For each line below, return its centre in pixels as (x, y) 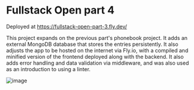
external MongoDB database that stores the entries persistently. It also (92, 44)
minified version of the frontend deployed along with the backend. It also (95, 56)
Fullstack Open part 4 (60, 10)
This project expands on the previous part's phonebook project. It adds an (97, 38)
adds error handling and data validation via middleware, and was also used (98, 63)
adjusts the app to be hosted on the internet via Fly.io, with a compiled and (97, 50)
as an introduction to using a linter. (48, 69)
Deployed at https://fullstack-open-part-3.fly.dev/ (67, 26)
